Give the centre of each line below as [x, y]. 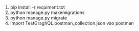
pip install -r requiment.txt [38, 7]
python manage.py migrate [39, 18]
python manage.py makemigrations [47, 12]
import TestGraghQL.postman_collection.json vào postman [72, 23]
